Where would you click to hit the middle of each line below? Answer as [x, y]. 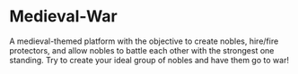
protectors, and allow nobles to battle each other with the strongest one [142, 50]
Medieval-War [64, 16]
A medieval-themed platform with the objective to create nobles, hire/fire [144, 41]
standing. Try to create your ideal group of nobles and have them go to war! [149, 60]
